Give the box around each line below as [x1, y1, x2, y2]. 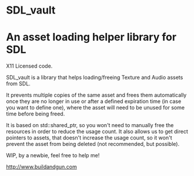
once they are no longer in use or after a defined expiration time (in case [6, 98, 182, 105]
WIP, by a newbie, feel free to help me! [6, 152, 100, 159]
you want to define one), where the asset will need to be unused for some [6, 104, 185, 111]
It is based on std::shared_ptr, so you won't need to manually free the [6, 122, 174, 129]
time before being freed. [6, 110, 65, 118]
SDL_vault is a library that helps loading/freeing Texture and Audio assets [6, 74, 183, 81]
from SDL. [6, 80, 31, 87]
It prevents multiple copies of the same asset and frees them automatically [6, 92, 187, 99]
